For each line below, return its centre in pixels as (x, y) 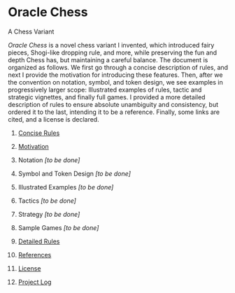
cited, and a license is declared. (54, 119)
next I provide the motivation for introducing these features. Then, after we (115, 75)
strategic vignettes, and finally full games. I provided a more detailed (107, 97)
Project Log (35, 282)
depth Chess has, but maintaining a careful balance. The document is (108, 59)
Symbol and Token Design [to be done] (74, 173)
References (35, 255)
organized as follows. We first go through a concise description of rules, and (118, 67)
